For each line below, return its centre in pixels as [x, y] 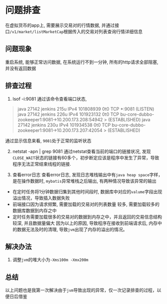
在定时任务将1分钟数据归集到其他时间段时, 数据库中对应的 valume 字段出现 [87, 191]
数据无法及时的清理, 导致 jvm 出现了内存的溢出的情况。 [72, 229]
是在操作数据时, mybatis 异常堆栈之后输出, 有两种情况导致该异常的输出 [84, 181]
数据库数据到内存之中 [34, 210]
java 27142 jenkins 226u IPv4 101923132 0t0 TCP [68, 114]
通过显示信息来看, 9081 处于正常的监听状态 [48, 140]
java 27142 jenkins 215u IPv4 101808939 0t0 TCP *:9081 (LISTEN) [86, 109]
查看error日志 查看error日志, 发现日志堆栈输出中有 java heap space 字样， [88, 175]
